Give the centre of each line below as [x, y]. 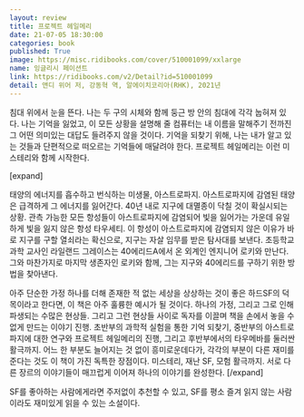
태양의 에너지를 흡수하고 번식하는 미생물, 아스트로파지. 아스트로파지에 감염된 [144, 194]
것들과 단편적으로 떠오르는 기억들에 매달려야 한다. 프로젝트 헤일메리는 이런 [150, 146]
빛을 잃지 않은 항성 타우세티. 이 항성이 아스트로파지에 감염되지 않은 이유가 [156, 228]
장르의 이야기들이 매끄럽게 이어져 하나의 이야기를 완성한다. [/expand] [141, 372]
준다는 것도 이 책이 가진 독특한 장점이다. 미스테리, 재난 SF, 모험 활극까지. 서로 [146, 361]
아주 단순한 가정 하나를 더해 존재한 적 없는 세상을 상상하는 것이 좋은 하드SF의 [145, 293]
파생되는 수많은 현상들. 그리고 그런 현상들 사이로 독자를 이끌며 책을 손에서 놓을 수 [152, 315]
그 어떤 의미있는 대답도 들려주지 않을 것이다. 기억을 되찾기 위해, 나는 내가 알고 [146, 135]
